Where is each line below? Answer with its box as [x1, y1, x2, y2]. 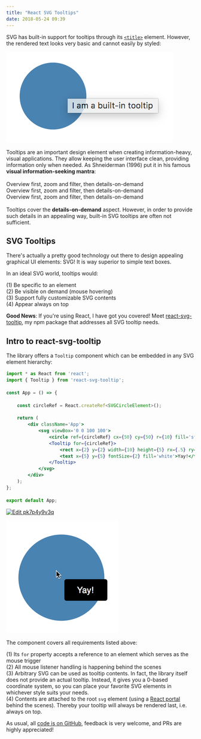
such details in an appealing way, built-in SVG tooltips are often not [6, 212, 172, 219]
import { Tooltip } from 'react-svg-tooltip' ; [6, 377, 124, 383]
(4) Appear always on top [6, 301, 69, 308]
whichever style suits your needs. [6, 689, 89, 696]
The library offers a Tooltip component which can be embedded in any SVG [6, 352, 194, 360]
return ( [17, 415, 39, 421]
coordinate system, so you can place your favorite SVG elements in [6, 682, 172, 690]
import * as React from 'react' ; [6, 371, 90, 377]
